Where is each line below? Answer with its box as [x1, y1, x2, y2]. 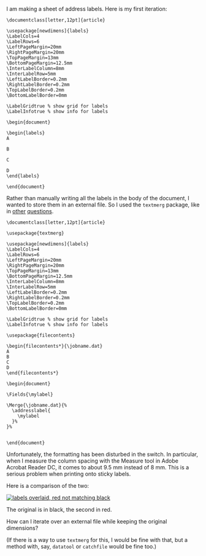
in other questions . [6, 208, 54, 214]
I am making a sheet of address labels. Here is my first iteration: [6, 6, 167, 12]
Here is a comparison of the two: [6, 482, 90, 489]
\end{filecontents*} [6, 370, 59, 376]
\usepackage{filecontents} [6, 332, 75, 339]
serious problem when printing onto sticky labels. [6, 470, 131, 477]
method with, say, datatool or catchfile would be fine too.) [6, 543, 157, 550]
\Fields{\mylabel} [6, 391, 53, 397]
